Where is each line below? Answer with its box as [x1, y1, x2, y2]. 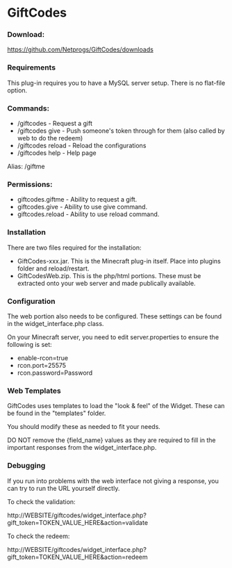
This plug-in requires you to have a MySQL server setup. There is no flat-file [7, 79, 226, 87]
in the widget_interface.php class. [7, 319, 104, 327]
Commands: [7, 103, 50, 113]
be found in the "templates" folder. [7, 409, 106, 418]
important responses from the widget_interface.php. [7, 444, 157, 452]
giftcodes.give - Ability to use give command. [17, 203, 148, 211]
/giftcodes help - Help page [17, 149, 97, 157]
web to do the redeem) [17, 134, 83, 143]
